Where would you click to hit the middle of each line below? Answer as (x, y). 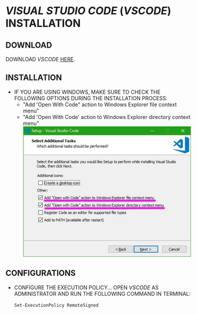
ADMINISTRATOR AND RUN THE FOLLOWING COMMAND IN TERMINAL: (102, 293)
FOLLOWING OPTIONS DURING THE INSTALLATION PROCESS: (91, 98)
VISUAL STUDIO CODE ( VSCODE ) (89, 11)
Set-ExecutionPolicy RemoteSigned (56, 305)
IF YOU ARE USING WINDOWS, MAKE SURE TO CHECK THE (87, 92)
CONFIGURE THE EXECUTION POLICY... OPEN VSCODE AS (86, 287)
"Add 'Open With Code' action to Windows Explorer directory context (106, 117)
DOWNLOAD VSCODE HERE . (40, 59)
